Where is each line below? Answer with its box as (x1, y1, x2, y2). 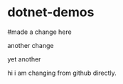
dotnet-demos (7, 4, 95, 20)
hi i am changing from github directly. (7, 68, 117, 77)
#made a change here (7, 28, 73, 36)
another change (7, 41, 54, 49)
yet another (7, 54, 41, 64)
